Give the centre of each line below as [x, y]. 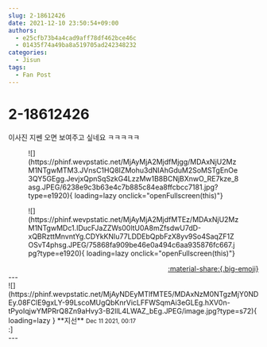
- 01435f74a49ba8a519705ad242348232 [76, 45]
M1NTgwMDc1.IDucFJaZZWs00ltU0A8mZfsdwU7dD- [115, 228]
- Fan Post [33, 75]
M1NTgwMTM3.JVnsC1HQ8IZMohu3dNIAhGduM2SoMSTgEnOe [133, 170]
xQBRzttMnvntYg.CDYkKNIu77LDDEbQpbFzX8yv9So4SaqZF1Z [131, 236]
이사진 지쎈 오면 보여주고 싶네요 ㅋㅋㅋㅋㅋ [74, 137]
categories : [28, 53]
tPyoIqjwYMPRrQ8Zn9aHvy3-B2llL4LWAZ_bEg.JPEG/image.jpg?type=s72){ [133, 310]
